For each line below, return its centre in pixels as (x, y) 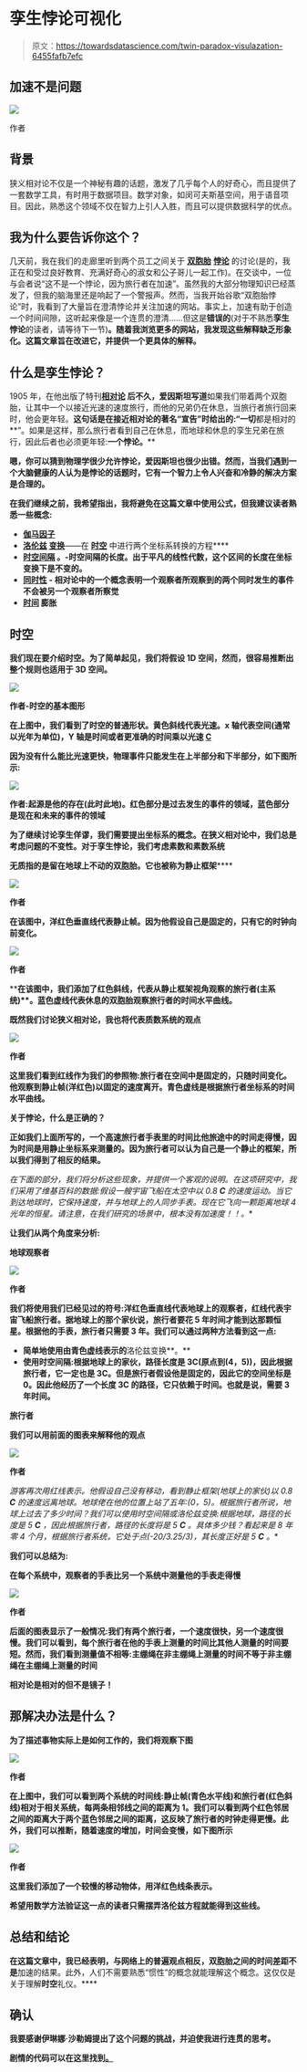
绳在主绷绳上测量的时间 (53, 1665)
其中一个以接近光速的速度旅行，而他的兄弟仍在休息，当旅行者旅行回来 (165, 408)
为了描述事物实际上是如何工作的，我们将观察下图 (101, 1740)
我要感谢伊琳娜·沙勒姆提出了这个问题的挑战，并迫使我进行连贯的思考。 (143, 2039)
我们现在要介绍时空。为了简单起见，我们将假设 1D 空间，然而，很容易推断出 (152, 658)
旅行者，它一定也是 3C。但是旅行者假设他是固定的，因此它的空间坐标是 (157, 1373)
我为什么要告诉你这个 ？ (75, 237)
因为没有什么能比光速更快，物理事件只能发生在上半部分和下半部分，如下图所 (153, 756)
